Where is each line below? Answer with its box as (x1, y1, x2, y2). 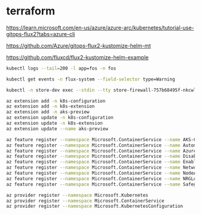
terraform (6, 4, 56, 18)
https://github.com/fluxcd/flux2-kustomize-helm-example (6, 53, 149, 61)
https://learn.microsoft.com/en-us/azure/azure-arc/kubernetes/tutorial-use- (6, 24, 194, 31)
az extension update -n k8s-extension (6, 120, 103, 127)
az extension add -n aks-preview (6, 109, 90, 115)
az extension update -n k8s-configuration (6, 115, 114, 121)
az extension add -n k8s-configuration (6, 98, 106, 104)
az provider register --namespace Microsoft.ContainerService (6, 198, 165, 204)
